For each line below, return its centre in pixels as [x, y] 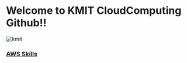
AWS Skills [22, 54]
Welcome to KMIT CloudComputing [94, 11]
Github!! [26, 23]
